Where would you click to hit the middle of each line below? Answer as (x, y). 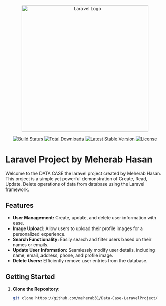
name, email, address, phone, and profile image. (63, 255)
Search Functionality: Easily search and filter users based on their (82, 239)
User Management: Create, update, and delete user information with (85, 217)
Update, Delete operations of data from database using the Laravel (75, 184)
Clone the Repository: (36, 289)
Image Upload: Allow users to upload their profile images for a (78, 228)
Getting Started (30, 277)
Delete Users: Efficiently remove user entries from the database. (80, 260)
